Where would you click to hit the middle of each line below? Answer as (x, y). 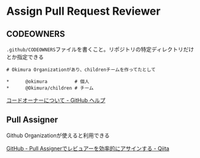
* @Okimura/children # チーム (50, 88)
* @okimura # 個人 (48, 81)
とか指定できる (25, 57)
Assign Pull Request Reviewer (84, 11)
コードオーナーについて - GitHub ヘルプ (56, 100)
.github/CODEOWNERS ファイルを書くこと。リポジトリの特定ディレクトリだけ (100, 49)
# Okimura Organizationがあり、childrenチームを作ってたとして (81, 70)
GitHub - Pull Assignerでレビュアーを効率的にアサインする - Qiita (88, 148)
